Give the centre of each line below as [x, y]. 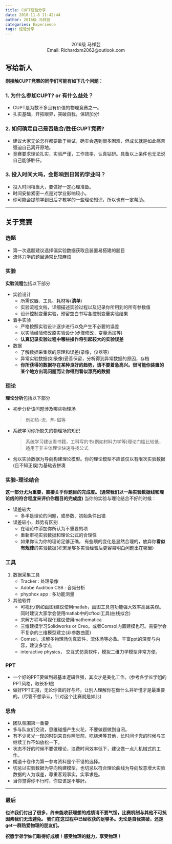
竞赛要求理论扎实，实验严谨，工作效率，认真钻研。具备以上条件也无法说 [89, 154]
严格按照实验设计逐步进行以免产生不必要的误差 [70, 326]
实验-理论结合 [22, 480]
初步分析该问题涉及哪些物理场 [44, 409]
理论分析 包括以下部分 [28, 398]
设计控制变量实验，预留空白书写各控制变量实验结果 [74, 313]
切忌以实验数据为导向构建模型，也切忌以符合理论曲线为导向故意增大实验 [89, 768]
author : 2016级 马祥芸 [28, 20]
